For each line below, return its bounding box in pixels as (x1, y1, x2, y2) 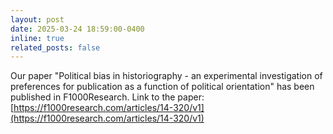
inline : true (10, 33, 65, 43)
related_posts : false (10, 42, 101, 53)
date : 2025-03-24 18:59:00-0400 (10, 24, 145, 34)
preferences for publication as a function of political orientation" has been (10, 81, 315, 93)
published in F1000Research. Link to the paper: (10, 91, 205, 103)
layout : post (10, 14, 65, 25)
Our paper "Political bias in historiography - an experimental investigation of (10, 70, 323, 82)
